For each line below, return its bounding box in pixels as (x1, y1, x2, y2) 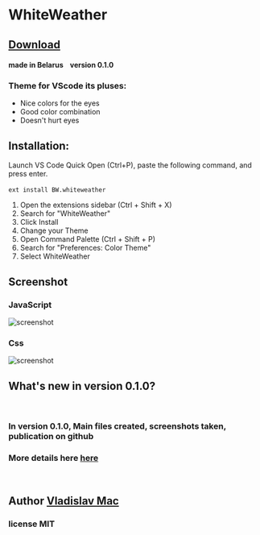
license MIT (8, 518, 55, 529)
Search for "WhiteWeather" (19, 209, 111, 218)
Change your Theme (19, 226, 89, 235)
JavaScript (8, 299, 52, 310)
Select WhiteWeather (19, 251, 90, 261)
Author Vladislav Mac (8, 494, 119, 508)
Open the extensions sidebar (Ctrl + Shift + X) (19, 200, 172, 210)
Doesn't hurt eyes (19, 115, 80, 126)
